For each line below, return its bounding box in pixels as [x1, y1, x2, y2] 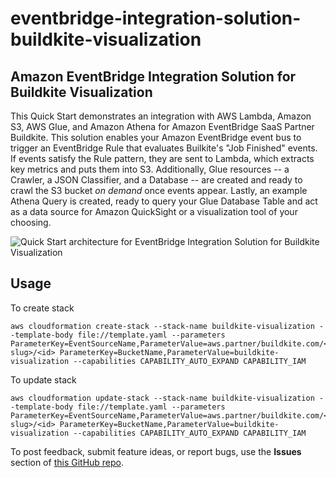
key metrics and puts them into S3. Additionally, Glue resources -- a [10, 163, 290, 175]
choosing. [10, 217, 52, 228]
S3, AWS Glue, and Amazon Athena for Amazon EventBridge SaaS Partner [10, 121, 315, 132]
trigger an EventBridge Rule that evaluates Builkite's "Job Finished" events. [10, 142, 318, 154]
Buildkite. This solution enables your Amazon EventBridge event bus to [10, 132, 302, 143]
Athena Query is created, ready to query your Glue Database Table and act [10, 195, 318, 207]
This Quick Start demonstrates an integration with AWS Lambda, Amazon [10, 110, 312, 122]
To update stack [10, 373, 77, 386]
